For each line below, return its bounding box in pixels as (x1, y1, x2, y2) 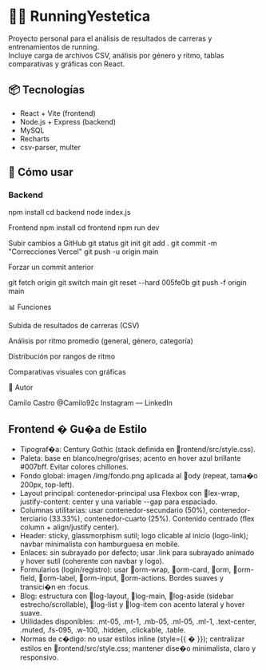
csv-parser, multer (19, 142, 81, 152)
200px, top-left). (19, 480, 74, 490)
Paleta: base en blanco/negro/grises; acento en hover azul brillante (19, 454, 241, 463)
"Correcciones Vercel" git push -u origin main (8, 247, 159, 256)
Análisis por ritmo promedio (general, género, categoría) (8, 336, 194, 346)
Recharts (19, 133, 50, 143)
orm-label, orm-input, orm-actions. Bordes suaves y (42, 573, 224, 583)
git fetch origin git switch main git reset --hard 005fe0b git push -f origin (8, 278, 248, 287)
